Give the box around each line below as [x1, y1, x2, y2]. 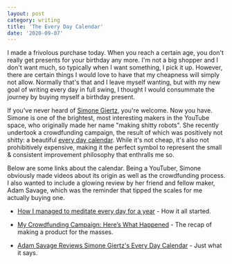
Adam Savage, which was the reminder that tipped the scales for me [7, 186, 203, 195]
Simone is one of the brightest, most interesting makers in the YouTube [7, 114, 210, 122]
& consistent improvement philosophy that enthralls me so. [7, 151, 175, 159]
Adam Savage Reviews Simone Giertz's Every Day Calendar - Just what [17, 241, 222, 250]
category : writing [7, 17, 60, 24]
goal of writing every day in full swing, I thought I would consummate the [7, 85, 215, 94]
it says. [17, 249, 38, 257]
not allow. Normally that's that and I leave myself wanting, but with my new [7, 78, 220, 87]
